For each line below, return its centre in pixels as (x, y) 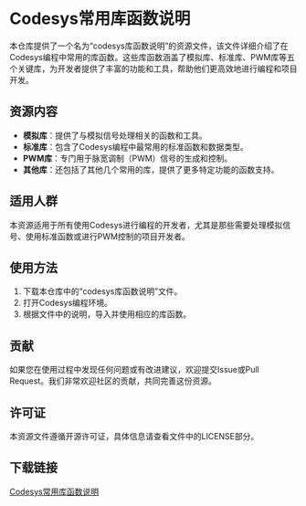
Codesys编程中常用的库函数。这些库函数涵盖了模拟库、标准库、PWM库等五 (152, 57)
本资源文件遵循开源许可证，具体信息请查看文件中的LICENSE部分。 (134, 436)
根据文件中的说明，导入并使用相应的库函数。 (107, 314)
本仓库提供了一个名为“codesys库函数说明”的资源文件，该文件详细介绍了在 (149, 46)
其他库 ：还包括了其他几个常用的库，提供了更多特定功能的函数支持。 (151, 169)
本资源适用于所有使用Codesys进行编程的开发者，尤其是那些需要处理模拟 (146, 225)
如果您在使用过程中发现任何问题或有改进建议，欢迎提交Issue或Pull (134, 370)
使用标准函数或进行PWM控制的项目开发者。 (107, 236)
